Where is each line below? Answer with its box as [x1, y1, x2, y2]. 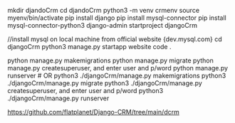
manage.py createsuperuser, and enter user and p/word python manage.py [7, 64, 229, 72]
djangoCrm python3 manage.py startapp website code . [7, 43, 172, 50]
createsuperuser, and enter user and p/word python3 [7, 87, 164, 95]
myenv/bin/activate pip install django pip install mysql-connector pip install [7, 14, 226, 22]
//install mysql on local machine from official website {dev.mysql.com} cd [7, 35, 222, 43]
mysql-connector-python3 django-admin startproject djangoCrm [7, 21, 198, 29]
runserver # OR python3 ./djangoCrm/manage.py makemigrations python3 [7, 71, 226, 80]
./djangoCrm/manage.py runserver [7, 94, 110, 102]
